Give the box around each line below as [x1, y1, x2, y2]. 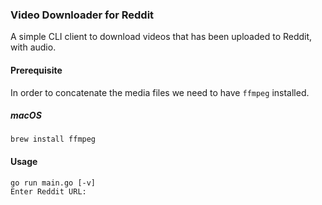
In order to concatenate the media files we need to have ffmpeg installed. [10, 86, 310, 98]
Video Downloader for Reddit [10, 8, 155, 22]
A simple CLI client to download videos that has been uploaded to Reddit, [10, 31, 313, 43]
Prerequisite [10, 64, 63, 76]
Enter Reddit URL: [10, 186, 87, 197]
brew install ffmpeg [10, 134, 97, 145]
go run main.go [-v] [10, 178, 97, 188]
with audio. [10, 41, 57, 53]
